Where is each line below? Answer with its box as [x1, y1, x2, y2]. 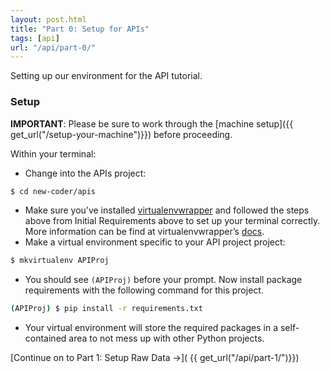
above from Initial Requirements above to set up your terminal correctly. [24, 215, 321, 227]
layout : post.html [10, 14, 87, 25]
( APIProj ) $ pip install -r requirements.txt [10, 304, 203, 314]
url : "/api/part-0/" [10, 42, 97, 53]
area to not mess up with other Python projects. [68, 332, 265, 345]
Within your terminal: [10, 147, 97, 160]
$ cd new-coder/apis [10, 186, 97, 196]
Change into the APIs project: [24, 167, 147, 179]
